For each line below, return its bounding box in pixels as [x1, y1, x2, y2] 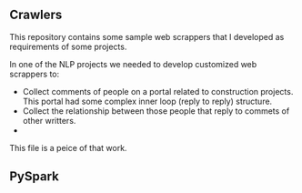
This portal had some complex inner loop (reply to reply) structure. [22, 96, 273, 107]
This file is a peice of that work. [9, 142, 127, 153]
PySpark [9, 168, 59, 185]
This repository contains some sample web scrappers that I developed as [9, 31, 285, 42]
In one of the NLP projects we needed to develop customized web [9, 58, 257, 69]
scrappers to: [9, 68, 60, 79]
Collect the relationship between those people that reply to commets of [22, 105, 290, 117]
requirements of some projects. [9, 41, 127, 52]
